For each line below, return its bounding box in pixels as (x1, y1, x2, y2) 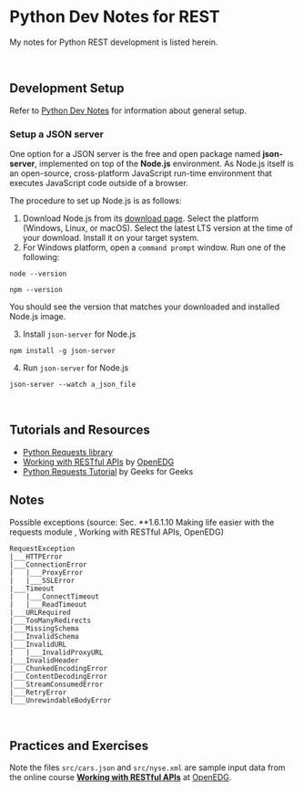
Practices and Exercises (9, 738, 149, 754)
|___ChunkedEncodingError (9, 663, 107, 672)
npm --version (9, 286, 64, 295)
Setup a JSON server (9, 128, 105, 141)
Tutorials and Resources (9, 422, 150, 438)
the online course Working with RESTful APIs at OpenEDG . (9, 772, 232, 783)
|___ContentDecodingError (9, 672, 107, 681)
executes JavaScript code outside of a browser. (9, 178, 188, 189)
